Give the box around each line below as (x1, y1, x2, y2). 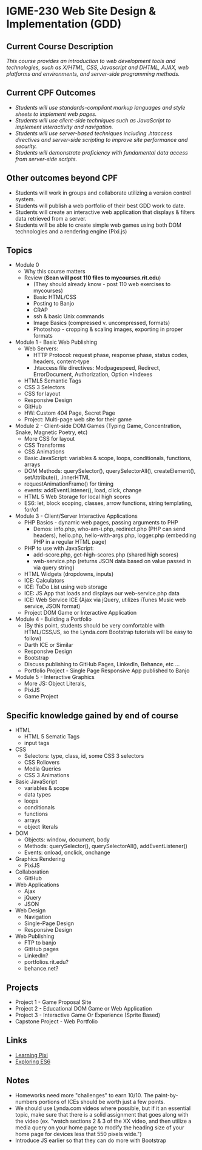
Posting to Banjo (33, 300, 75, 307)
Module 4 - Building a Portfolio (15, 615, 92, 623)
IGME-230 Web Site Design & (6, 4, 157, 18)
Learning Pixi (15, 1051, 49, 1058)
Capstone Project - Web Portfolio (15, 1018, 98, 1025)
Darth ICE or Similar (24, 641, 74, 649)
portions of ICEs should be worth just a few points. (38, 1098, 166, 1105)
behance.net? (24, 965, 59, 972)
